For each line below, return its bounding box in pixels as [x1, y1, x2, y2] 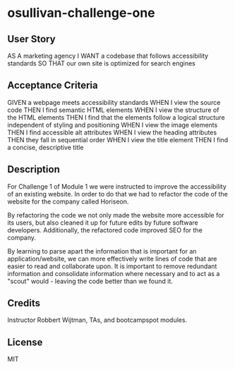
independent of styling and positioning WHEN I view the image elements [7, 120, 218, 129]
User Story [7, 33, 56, 45]
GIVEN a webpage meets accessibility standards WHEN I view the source [7, 98, 221, 106]
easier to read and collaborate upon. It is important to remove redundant [7, 262, 217, 270]
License [7, 336, 43, 348]
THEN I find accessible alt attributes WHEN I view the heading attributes [7, 128, 217, 137]
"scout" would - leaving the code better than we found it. [7, 277, 173, 285]
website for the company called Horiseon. [7, 197, 129, 206]
